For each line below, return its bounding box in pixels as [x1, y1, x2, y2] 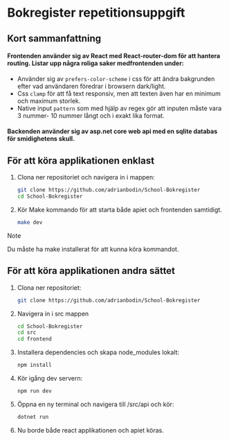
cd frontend [17, 336, 52, 343]
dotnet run [17, 413, 49, 420]
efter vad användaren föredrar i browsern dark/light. [17, 82, 166, 90]
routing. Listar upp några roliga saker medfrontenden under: [7, 59, 185, 67]
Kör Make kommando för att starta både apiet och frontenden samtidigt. [17, 205, 223, 214]
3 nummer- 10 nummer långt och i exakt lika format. [17, 111, 165, 119]
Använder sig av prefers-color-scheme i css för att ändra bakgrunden [17, 74, 215, 83]
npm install [17, 362, 52, 369]
